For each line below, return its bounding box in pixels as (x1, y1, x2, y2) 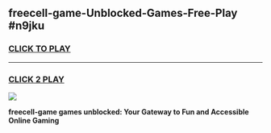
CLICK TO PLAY (8, 44, 71, 55)
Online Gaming (8, 115, 60, 125)
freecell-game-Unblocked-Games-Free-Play (8, 6, 238, 20)
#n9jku (8, 19, 45, 33)
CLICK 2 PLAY (8, 73, 65, 85)
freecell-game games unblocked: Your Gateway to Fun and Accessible (8, 106, 249, 116)
